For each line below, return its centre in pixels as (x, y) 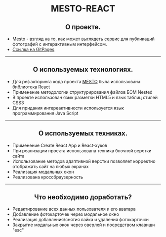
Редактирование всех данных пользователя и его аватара (74, 209)
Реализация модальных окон (43, 172)
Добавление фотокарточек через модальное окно (66, 214)
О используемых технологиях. (83, 70)
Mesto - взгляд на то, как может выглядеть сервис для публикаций (83, 39)
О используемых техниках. (83, 134)
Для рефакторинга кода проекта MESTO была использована (76, 81)
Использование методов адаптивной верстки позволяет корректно (84, 161)
